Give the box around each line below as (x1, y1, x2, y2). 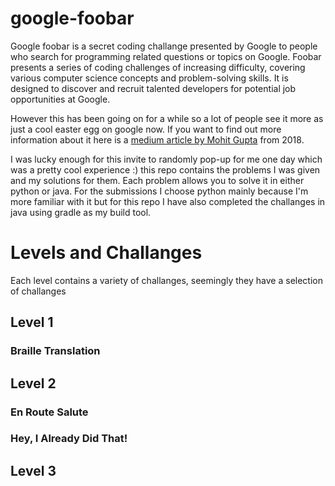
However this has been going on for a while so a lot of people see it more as (10, 112, 324, 124)
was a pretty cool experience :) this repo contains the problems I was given (10, 163, 321, 176)
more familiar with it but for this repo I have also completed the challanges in (10, 195, 326, 207)
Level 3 (10, 462, 57, 479)
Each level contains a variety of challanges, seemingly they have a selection (10, 274, 323, 286)
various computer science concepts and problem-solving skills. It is (10, 72, 289, 84)
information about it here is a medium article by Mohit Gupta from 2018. (10, 133, 305, 146)
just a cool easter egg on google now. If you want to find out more (10, 123, 282, 135)
